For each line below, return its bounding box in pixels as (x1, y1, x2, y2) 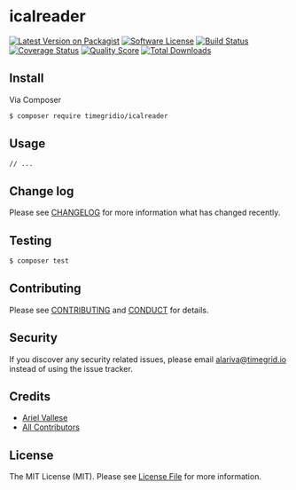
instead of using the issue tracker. (9, 363, 133, 374)
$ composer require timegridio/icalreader (9, 111, 168, 121)
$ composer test (9, 257, 69, 265)
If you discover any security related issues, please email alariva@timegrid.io (9, 353, 286, 365)
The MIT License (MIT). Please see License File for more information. (9, 471, 261, 482)
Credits (9, 389, 51, 404)
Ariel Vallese (21, 413, 68, 423)
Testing (9, 233, 52, 248)
